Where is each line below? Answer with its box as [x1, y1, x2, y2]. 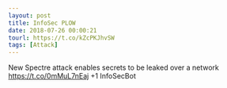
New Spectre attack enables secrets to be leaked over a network [8, 63, 220, 72]
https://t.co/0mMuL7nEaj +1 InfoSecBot [8, 71, 136, 81]
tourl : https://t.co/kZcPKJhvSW [8, 33, 115, 42]
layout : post [8, 11, 51, 20]
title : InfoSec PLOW [8, 19, 77, 27]
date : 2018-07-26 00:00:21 [8, 26, 97, 34]
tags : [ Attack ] [8, 41, 59, 49]
